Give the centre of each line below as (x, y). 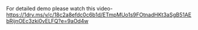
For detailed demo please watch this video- (60, 9)
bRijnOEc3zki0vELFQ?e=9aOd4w (47, 21)
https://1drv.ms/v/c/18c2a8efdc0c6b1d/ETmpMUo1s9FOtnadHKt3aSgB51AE (99, 15)
